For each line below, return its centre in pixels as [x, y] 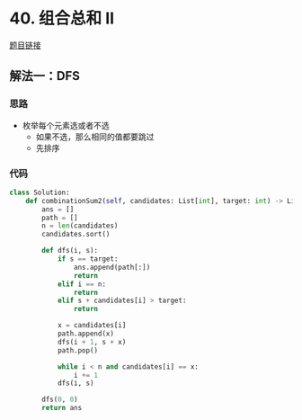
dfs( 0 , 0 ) [60, 400]
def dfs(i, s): [70, 251]
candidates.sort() [76, 235]
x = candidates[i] [92, 326]
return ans [62, 408]
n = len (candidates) [80, 226]
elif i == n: [81, 284]
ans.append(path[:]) [112, 267]
